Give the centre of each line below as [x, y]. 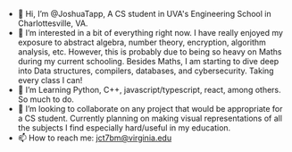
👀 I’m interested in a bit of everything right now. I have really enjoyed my [150, 33]
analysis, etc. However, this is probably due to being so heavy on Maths [150, 52]
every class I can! [50, 80]
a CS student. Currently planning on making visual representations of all [150, 118]
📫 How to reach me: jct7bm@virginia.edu [95, 138]
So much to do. [46, 99]
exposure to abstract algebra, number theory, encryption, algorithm [142, 42]
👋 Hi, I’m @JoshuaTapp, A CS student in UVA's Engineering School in [144, 14]
